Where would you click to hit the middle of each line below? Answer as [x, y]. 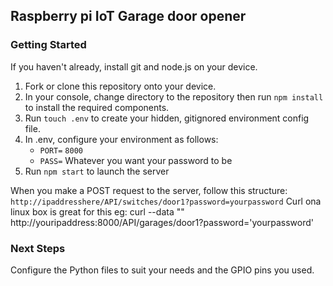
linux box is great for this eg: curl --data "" [97, 211]
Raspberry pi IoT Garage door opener [128, 16]
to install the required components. [97, 107]
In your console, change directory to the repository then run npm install [174, 96]
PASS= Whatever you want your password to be [136, 160]
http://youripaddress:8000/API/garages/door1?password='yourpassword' [162, 222]
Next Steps [38, 248]
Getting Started [48, 45]
